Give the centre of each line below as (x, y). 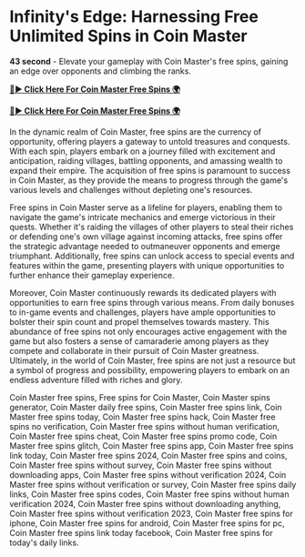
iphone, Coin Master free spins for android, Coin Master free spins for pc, (147, 523)
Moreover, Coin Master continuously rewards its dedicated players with (143, 292)
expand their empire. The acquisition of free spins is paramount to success (150, 170)
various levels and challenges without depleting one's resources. (131, 189)
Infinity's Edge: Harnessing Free (134, 17)
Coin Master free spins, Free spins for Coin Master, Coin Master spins (140, 397)
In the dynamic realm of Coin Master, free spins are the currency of (136, 132)
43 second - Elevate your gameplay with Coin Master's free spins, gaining (149, 61)
